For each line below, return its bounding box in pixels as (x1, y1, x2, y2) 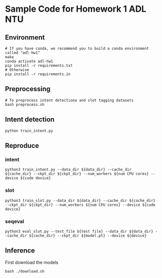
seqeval (5, 218, 24, 225)
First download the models (5, 259, 58, 265)
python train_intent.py (5, 128, 54, 133)
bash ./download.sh (5, 269, 45, 274)
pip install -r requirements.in (5, 72, 71, 77)
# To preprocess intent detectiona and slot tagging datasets (5, 98, 134, 103)
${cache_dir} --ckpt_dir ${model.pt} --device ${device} (29, 233, 147, 238)
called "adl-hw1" (5, 50, 40, 55)
